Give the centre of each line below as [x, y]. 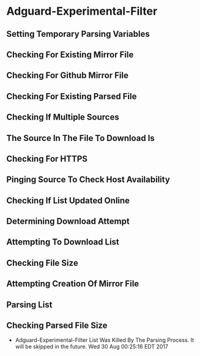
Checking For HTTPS [47, 158]
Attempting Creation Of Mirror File [73, 284]
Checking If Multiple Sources [63, 117]
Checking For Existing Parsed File [72, 96]
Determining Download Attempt [68, 222]
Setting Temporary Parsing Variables [78, 34]
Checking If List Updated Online [68, 200]
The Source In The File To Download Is [80, 138]
